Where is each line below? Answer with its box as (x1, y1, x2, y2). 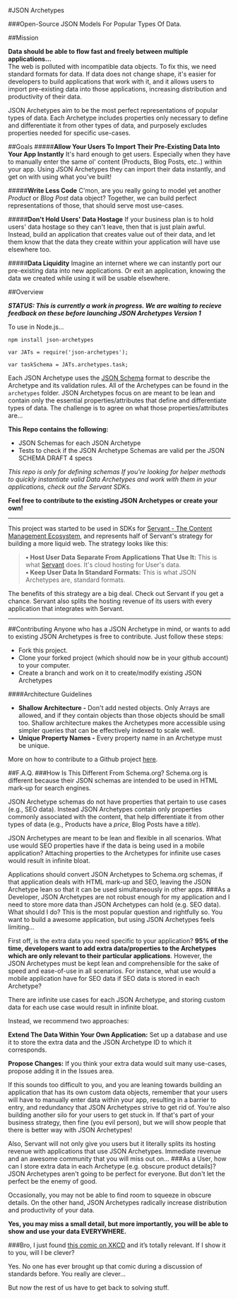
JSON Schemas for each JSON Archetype (18, 439, 141, 447)
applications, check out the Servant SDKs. (8, 483, 131, 491)
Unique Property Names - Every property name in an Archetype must (18, 733, 222, 742)
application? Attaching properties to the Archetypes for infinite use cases (8, 849, 221, 857)
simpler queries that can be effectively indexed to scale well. (18, 726, 195, 734)
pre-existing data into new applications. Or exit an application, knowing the (8, 266, 226, 275)
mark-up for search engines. (8, 784, 91, 792)
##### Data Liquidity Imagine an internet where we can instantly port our (8, 259, 222, 267)
